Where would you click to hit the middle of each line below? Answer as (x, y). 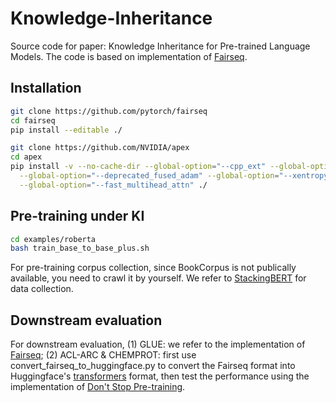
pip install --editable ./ (66, 130)
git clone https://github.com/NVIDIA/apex (100, 148)
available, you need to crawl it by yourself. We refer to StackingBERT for (158, 278)
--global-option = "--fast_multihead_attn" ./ (113, 185)
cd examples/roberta (53, 239)
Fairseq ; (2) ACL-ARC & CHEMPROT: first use (103, 355)
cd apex (26, 157)
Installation (46, 88)
